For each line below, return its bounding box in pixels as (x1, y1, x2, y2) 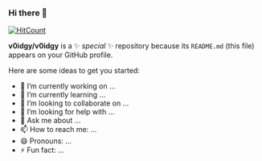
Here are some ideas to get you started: (8, 66, 141, 76)
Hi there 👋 (8, 7, 48, 19)
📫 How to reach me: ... (19, 125, 97, 134)
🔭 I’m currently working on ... (19, 81, 116, 91)
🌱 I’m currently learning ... (19, 90, 106, 100)
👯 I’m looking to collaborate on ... (19, 98, 129, 108)
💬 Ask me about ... (19, 116, 81, 126)
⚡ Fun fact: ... (19, 145, 64, 155)
